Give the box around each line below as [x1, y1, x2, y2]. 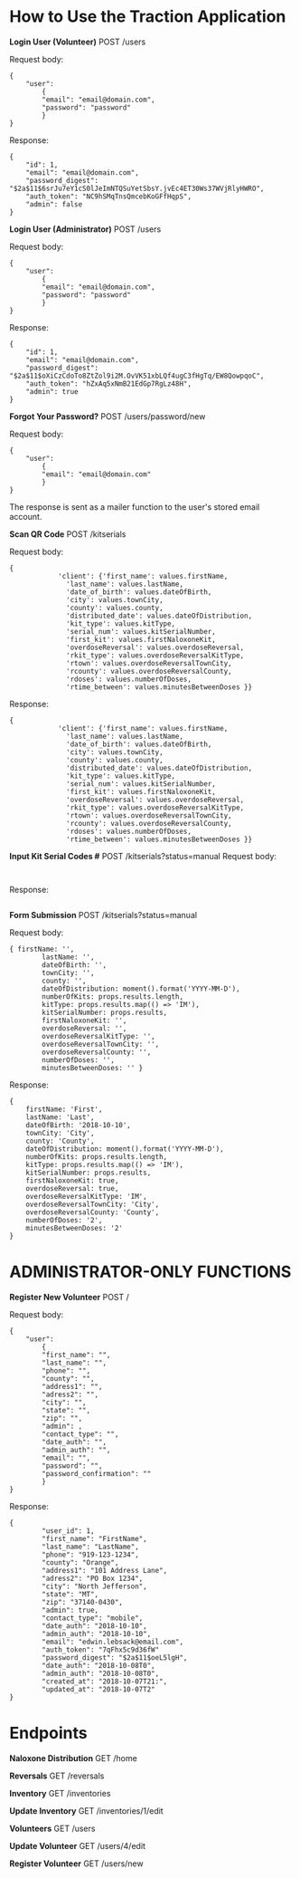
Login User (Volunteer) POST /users [9, 36, 146, 47]
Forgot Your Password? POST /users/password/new [9, 410, 206, 422]
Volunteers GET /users [9, 1823, 96, 1834]
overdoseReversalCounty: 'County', [25, 1207, 160, 1217]
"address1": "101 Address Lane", [42, 1566, 168, 1575]
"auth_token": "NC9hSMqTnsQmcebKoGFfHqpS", [25, 192, 192, 201]
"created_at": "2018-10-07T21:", [42, 1677, 168, 1686]
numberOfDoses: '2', [25, 1215, 103, 1224]
